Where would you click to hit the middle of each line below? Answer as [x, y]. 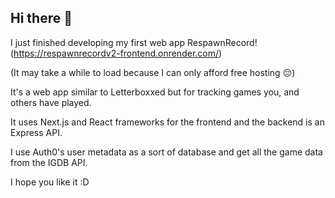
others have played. [51, 102]
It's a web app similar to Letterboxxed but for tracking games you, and [155, 92]
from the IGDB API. [49, 162]
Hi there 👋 [41, 18]
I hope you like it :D [50, 182]
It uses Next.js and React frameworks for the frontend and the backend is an [167, 122]
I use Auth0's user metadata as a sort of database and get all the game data [166, 152]
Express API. [36, 132]
